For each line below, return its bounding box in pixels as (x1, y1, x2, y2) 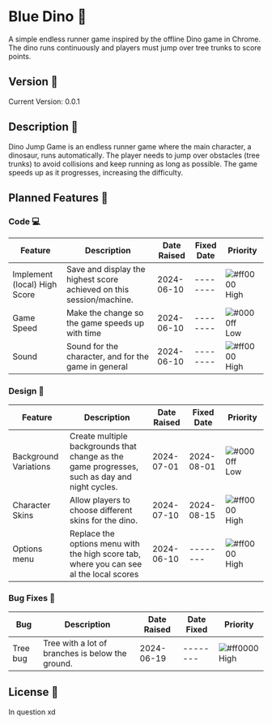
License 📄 (8, 685, 59, 699)
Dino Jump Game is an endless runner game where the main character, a (8, 141, 252, 151)
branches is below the (43, 647, 127, 658)
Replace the (70, 528, 115, 539)
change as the (70, 451, 124, 462)
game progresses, (70, 460, 139, 472)
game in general (66, 361, 128, 373)
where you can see (70, 558, 142, 569)
